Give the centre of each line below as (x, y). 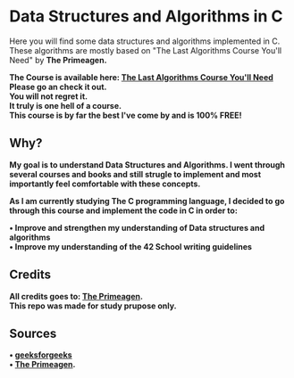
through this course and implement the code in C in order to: (124, 210)
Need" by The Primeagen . (58, 60)
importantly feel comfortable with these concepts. (105, 184)
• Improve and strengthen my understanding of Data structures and (137, 227)
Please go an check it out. (58, 86)
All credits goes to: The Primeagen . (76, 296)
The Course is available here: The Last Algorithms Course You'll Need (142, 77)
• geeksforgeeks (41, 355)
